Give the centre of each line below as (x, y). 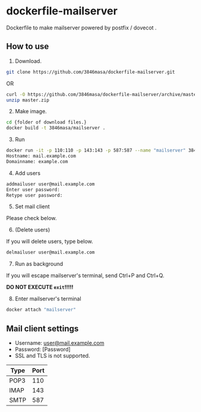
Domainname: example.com (37, 161)
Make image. (31, 112)
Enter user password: (33, 190)
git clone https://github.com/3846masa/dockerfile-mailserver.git (91, 72)
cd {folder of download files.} (46, 122)
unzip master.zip (28, 100)
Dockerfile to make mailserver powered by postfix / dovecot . (81, 28)
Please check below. (31, 218)
